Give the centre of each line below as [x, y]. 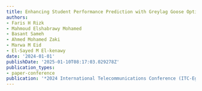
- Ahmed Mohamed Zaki [33, 40]
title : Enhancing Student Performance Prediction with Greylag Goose [95, 12]
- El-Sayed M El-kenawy [36, 51]
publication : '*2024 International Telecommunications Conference [91, 78]
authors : [17, 17]
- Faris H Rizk [25, 23]
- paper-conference [31, 73]
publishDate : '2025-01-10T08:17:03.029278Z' [63, 62]
